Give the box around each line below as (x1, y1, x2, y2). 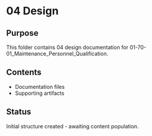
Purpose (6, 28, 39, 38)
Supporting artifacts (14, 89, 65, 97)
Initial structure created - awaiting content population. (6, 122, 139, 129)
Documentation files (14, 83, 65, 90)
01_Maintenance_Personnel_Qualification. (6, 50, 109, 57)
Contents (6, 67, 42, 78)
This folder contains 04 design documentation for (6, 44, 129, 51)
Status (6, 107, 32, 117)
